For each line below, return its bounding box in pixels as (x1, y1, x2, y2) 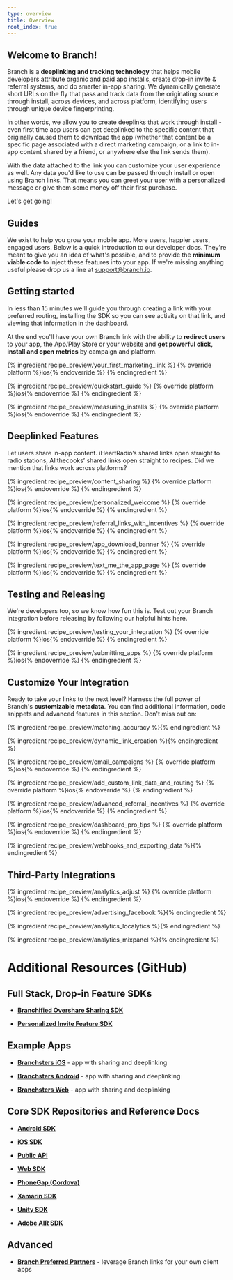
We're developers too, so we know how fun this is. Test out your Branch (7, 607, 214, 615)
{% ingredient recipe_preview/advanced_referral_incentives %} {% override (7, 799, 225, 808)
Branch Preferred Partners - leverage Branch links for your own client (17, 1257, 219, 1266)
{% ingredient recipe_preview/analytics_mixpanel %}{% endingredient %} (7, 935, 220, 944)
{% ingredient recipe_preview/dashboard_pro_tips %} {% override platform (7, 820, 223, 829)
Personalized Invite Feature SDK (17, 1020, 113, 1028)
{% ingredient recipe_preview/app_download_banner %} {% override (7, 540, 206, 548)
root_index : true (7, 23, 58, 30)
